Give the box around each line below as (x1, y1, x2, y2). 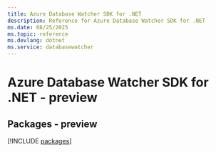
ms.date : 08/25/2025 (7, 24, 69, 31)
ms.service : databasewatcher (7, 44, 94, 51)
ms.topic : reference (7, 30, 69, 38)
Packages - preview (7, 118, 98, 130)
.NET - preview (7, 90, 98, 106)
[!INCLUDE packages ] (7, 137, 72, 145)
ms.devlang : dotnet (7, 37, 66, 44)
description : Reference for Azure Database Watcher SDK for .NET (7, 17, 205, 24)
